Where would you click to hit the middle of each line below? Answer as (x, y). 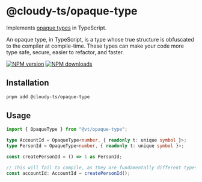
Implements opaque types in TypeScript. (57, 28)
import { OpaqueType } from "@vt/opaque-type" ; (67, 130)
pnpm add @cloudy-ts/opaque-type (48, 97)
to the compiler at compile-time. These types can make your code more (95, 46)
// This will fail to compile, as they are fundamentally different (94, 168)
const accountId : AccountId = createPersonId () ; (68, 173)
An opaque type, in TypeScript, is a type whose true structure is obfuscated (100, 39)
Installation (28, 83)
